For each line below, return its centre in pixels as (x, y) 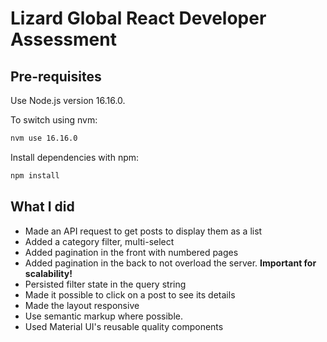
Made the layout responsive (82, 305)
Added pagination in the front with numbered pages (131, 252)
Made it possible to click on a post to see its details (130, 294)
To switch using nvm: (54, 120)
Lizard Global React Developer (138, 18)
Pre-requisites (56, 76)
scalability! (48, 273)
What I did (42, 207)
